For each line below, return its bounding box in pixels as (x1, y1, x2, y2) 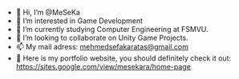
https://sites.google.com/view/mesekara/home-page (15, 62, 191, 71)
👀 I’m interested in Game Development (15, 16, 143, 26)
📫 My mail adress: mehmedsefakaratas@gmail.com (15, 42, 188, 51)
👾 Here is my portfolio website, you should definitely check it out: (15, 53, 232, 63)
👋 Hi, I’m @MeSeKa (15, 8, 80, 17)
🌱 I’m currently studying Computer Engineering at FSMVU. (15, 25, 209, 34)
